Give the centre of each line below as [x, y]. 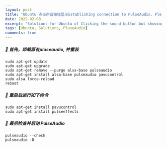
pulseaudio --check [25, 135]
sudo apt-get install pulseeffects [42, 111]
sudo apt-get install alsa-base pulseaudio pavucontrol [64, 74]
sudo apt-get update [27, 62]
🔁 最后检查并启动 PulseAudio [35, 123]
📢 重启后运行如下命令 [27, 95]
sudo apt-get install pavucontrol [41, 107]
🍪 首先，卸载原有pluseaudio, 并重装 [42, 49]
